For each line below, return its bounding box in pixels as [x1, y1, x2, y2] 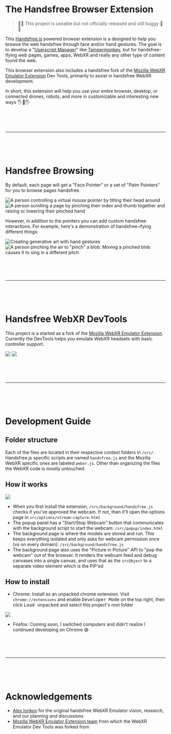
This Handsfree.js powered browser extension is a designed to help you [5, 36, 156, 42]
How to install [5, 578, 50, 586]
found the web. [5, 57, 37, 63]
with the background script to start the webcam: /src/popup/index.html [12, 525, 163, 531]
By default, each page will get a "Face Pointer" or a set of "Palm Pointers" [5, 182, 160, 188]
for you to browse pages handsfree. [5, 187, 80, 193]
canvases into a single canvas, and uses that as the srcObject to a [12, 557, 152, 563]
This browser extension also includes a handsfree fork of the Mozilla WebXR [5, 67, 165, 73]
